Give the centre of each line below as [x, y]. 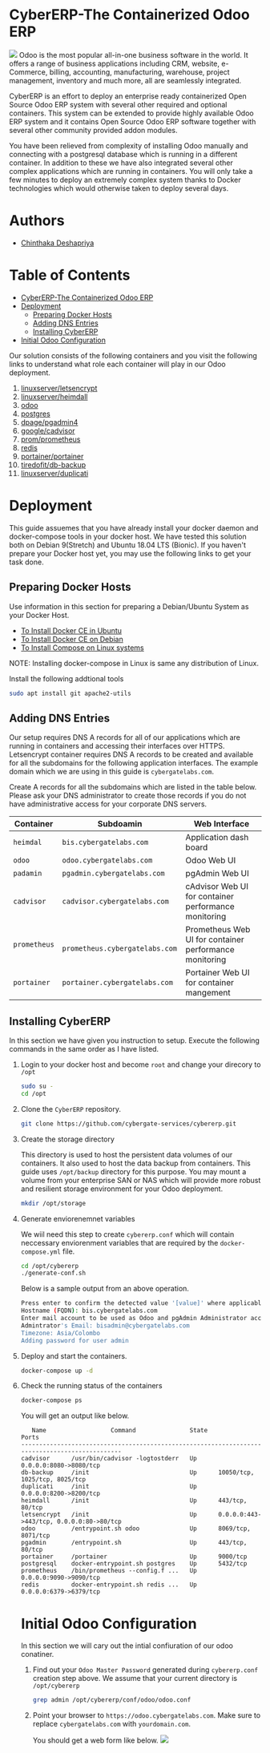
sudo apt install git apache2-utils [70, 693]
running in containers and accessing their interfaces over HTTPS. [117, 746]
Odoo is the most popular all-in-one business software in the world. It [134, 55]
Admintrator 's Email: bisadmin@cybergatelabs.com [105, 1325]
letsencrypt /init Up [109, 1515]
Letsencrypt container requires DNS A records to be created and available [131, 754]
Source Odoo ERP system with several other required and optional [118, 104]
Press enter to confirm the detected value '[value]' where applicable [143, 1303]
